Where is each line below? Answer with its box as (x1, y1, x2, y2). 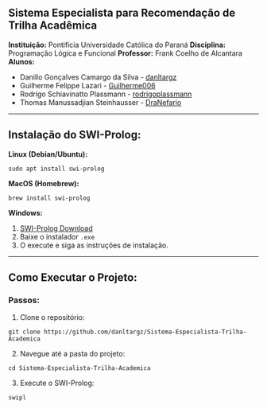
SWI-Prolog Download (19, 223, 93, 233)
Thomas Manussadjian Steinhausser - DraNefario (19, 97, 182, 107)
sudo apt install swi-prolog (8, 165, 105, 173)
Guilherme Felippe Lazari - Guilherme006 (19, 80, 157, 90)
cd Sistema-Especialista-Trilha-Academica (8, 364, 151, 372)
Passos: (8, 294, 40, 306)
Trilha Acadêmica (8, 19, 98, 33)
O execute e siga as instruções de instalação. (19, 240, 169, 250)
